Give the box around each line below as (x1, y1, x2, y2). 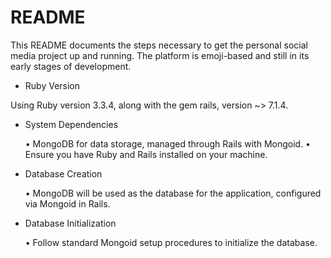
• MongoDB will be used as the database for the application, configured (24, 187, 322, 199)
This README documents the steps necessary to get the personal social (10, 39, 308, 51)
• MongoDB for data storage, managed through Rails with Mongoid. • (24, 137, 311, 150)
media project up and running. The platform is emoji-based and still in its (10, 49, 310, 61)
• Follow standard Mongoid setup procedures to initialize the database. (24, 236, 318, 248)
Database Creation (24, 167, 103, 180)
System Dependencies (24, 118, 119, 130)
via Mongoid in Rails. (24, 197, 111, 210)
